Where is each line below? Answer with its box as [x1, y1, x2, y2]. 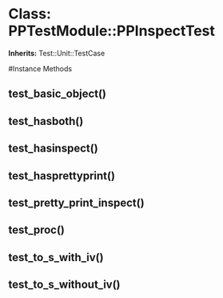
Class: [8, 5, 52, 23]
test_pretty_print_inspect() [8, 195, 145, 209]
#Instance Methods [8, 63, 73, 73]
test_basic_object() [8, 87, 106, 101]
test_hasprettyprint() [8, 169, 116, 183]
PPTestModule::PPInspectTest [8, 22, 216, 40]
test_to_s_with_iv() [8, 250, 104, 264]
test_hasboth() [8, 114, 84, 128]
